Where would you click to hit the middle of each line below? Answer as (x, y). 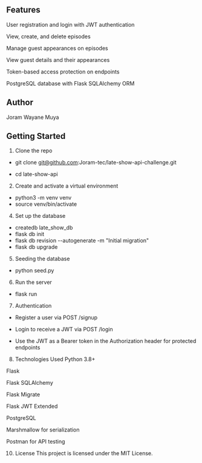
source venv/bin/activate (46, 204)
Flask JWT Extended (32, 407)
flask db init (29, 234)
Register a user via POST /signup (56, 317)
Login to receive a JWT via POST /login (64, 330)
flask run (26, 294)
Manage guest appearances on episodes (57, 48)
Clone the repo (34, 150)
